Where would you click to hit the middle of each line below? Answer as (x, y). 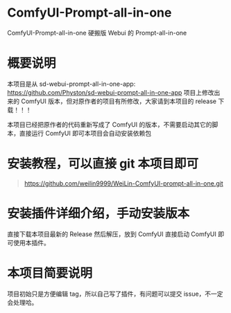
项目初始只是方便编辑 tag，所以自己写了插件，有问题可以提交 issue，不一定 (115, 294)
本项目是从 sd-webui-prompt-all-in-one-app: (71, 84)
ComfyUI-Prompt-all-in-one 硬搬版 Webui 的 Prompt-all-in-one (97, 33)
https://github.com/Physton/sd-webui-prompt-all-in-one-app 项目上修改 (111, 92)
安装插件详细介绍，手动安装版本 (99, 213)
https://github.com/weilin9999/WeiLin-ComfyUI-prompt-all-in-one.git (123, 183)
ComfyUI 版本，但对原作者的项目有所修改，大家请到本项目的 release (119, 101)
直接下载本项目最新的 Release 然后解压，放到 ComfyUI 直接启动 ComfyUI (112, 234)
